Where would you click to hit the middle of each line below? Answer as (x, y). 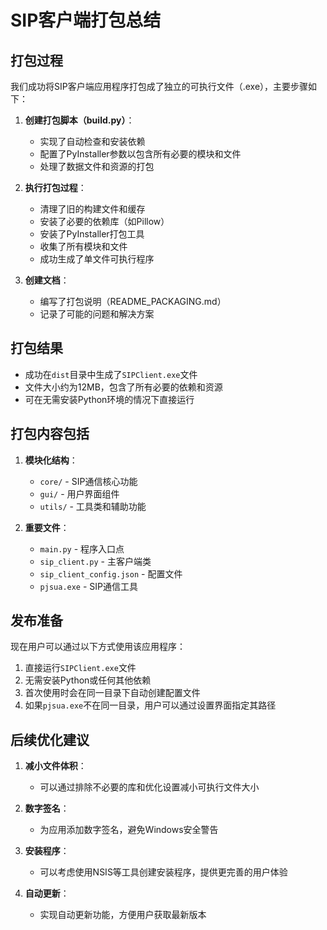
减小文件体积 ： (55, 766)
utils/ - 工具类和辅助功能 (93, 506)
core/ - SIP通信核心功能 (88, 481)
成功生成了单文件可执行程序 (97, 259)
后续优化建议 (50, 739)
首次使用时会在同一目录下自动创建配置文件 (112, 693)
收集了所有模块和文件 (83, 246)
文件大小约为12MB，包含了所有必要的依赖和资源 (123, 387)
